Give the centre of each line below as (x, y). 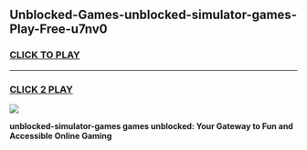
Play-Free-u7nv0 (58, 30)
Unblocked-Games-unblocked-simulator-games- (153, 15)
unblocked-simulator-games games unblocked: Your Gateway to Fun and (152, 125)
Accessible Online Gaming (61, 135)
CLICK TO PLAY (45, 55)
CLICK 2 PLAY (41, 89)
